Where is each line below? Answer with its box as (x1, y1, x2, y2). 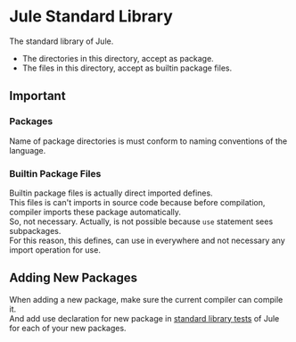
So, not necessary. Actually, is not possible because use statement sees (9, 216, 274, 227)
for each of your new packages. (9, 322, 127, 333)
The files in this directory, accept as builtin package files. (21, 63, 233, 73)
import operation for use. (9, 244, 101, 255)
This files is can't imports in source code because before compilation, (9, 196, 266, 207)
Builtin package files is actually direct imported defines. (9, 188, 213, 198)
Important (9, 88, 66, 104)
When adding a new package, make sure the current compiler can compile (9, 294, 284, 304)
